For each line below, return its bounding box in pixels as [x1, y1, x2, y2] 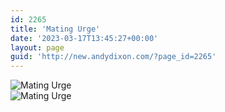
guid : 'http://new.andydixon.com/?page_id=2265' [10, 52, 217, 62]
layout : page [10, 42, 65, 53]
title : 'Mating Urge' [10, 24, 101, 34]
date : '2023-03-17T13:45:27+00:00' [10, 33, 159, 43]
